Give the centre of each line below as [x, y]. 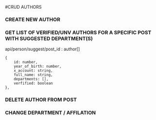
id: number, [26, 62]
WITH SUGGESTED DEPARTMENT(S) [49, 38]
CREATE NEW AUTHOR [33, 19]
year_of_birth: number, [38, 67]
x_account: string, [33, 71]
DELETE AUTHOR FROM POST [41, 100]
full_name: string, [33, 75]
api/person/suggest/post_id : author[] [42, 49]
